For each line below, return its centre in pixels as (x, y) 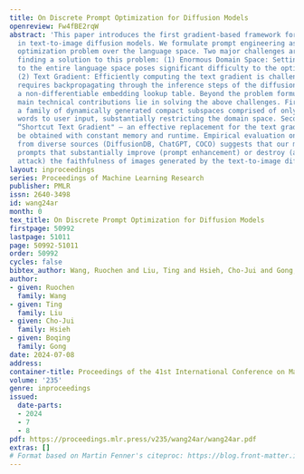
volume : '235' (36, 380)
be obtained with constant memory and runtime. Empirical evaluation (151, 136)
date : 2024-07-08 (42, 354)
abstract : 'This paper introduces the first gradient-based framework (145, 34)
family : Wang (42, 295)
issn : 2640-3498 (40, 195)
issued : (24, 397)
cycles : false (36, 262)
